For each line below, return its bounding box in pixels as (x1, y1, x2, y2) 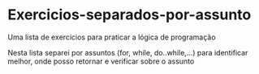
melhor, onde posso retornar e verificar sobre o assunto (7, 56, 195, 66)
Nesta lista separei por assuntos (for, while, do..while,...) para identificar (7, 47, 248, 57)
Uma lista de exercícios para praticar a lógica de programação (7, 32, 216, 42)
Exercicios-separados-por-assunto (7, 6, 252, 24)
